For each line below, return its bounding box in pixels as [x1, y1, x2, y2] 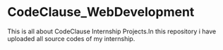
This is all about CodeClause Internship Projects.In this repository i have [7, 27, 217, 35]
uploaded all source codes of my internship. [7, 34, 135, 42]
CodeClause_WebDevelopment [7, 4, 195, 20]
